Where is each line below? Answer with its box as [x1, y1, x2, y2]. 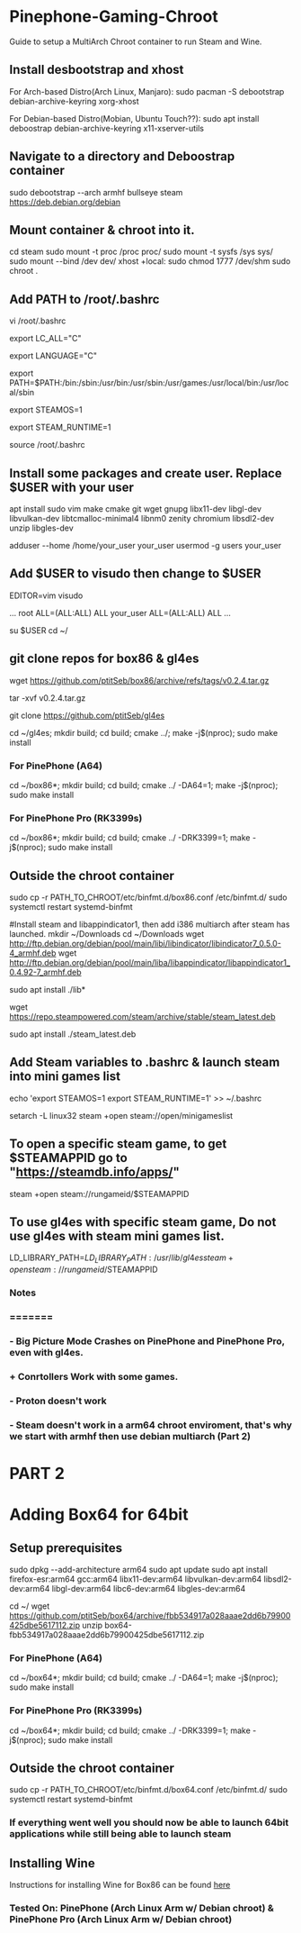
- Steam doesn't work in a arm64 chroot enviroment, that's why [9, 1419, 293, 1431]
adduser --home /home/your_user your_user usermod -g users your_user [9, 540, 281, 550]
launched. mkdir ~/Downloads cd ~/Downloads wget [9, 929, 205, 939]
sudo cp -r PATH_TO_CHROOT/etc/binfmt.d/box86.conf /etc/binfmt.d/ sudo [9, 892, 288, 903]
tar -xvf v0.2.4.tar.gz [9, 692, 86, 703]
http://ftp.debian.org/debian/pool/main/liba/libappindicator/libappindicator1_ [9, 957, 290, 968]
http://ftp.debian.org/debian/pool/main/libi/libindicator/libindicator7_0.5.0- [9, 939, 281, 949]
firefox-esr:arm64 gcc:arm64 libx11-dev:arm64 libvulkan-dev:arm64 [9, 1574, 262, 1584]
